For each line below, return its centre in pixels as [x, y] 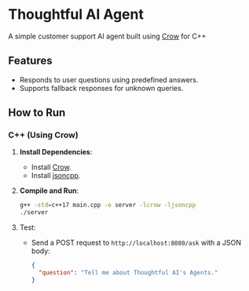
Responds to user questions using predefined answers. [109, 79]
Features [30, 61]
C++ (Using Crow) [43, 135]
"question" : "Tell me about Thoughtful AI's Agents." [128, 273]
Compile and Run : [49, 191]
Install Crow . [51, 167]
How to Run [37, 113]
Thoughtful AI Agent [76, 15]
